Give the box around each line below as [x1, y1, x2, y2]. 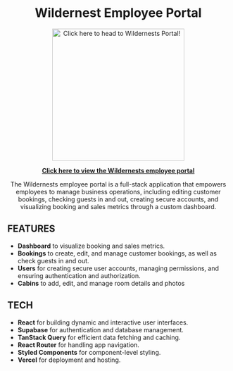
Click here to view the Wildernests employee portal [42, 166, 195, 175]
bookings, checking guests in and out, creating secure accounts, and [18, 195, 219, 203]
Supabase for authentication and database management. [17, 325, 184, 334]
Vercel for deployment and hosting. [17, 356, 121, 364]
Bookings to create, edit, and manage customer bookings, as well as [17, 249, 217, 258]
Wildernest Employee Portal [34, 5, 202, 21]
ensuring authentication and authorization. [17, 271, 141, 279]
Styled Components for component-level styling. [17, 348, 161, 356]
